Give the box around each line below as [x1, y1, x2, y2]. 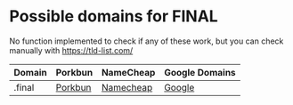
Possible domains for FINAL [9, 6, 218, 27]
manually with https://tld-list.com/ [9, 44, 134, 55]
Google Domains [164, 66, 236, 78]
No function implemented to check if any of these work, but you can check [9, 36, 284, 46]
